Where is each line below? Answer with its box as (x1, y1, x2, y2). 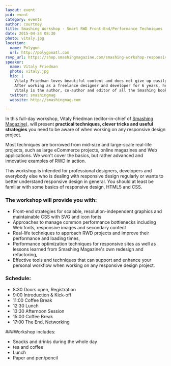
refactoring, (12, 251, 38, 257)
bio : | (10, 74, 24, 79)
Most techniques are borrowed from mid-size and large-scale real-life (5, 142, 152, 148)
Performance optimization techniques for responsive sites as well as (12, 240, 156, 247)
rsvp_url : (5, 54, 26, 60)
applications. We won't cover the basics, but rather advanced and (5, 152, 144, 159)
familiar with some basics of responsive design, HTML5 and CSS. (5, 184, 142, 190)
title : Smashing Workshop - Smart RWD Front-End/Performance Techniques (5, 26, 163, 32)
